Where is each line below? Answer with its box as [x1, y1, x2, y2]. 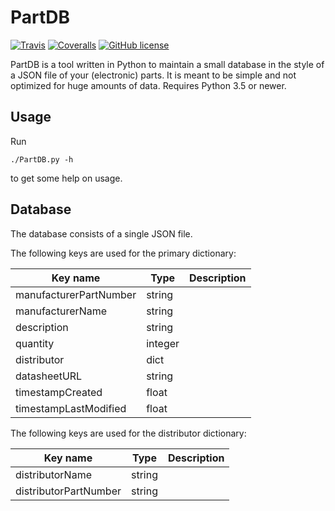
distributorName [15, 467, 92, 481]
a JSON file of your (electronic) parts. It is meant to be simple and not [10, 69, 297, 81]
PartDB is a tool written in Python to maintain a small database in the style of [10, 58, 325, 70]
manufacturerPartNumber [15, 287, 137, 301]
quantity [15, 336, 55, 350]
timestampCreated [15, 385, 103, 399]
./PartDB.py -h [10, 154, 74, 165]
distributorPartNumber [15, 484, 122, 498]
